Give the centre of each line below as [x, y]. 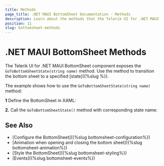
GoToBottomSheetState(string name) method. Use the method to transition [80, 71]
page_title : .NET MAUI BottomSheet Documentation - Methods [68, 14]
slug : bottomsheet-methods [33, 28]
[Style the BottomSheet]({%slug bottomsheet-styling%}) [69, 153]
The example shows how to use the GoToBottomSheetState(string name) [78, 86]
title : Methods [21, 10]
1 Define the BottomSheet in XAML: [41, 101]
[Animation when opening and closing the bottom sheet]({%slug [77, 142]
